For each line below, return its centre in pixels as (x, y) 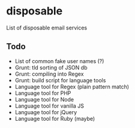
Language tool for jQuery (46, 112)
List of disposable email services (47, 28)
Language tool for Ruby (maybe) (55, 118)
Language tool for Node (44, 99)
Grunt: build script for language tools (60, 80)
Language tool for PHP (43, 93)
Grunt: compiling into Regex (49, 74)
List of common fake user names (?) (59, 61)
